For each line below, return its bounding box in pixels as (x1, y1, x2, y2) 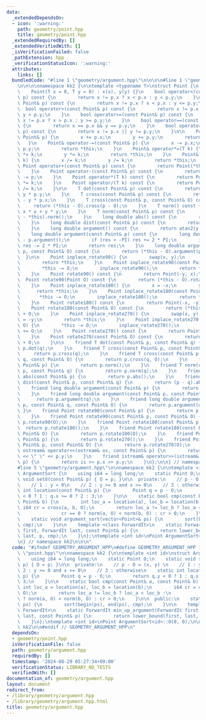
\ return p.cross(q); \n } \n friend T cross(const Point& (17, 351, 193, 357)
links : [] (17, 72, 43, 78)
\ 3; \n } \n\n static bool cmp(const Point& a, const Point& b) (17, 578, 199, 585)
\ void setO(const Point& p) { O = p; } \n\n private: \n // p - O (17, 476, 199, 482)
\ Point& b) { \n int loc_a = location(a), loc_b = (17, 499, 169, 506)
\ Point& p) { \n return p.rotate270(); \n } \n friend (17, 436, 191, 442)
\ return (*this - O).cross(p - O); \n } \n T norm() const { (17, 203, 202, 209)
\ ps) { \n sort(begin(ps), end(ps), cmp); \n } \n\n (17, 601, 177, 607)
